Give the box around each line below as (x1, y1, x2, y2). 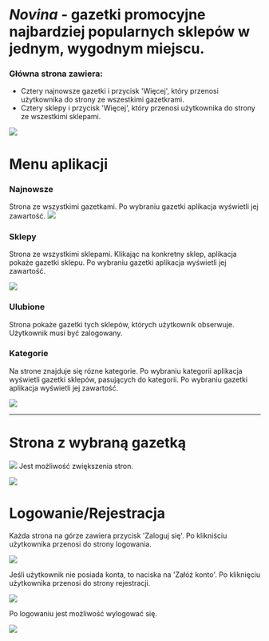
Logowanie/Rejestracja (9, 504, 166, 522)
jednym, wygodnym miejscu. (9, 40, 205, 58)
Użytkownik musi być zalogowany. (9, 328, 123, 338)
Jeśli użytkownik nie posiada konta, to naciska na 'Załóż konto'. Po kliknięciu (9, 570, 261, 579)
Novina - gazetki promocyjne (9, 6, 206, 24)
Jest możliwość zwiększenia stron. (18, 461, 134, 471)
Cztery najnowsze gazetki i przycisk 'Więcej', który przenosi (20, 86, 219, 96)
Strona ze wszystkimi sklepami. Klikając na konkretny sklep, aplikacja (9, 250, 238, 259)
